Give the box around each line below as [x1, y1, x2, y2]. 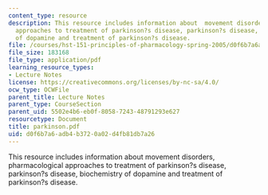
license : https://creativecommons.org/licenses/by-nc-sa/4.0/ [8, 78, 219, 86]
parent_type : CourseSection [8, 100, 102, 108]
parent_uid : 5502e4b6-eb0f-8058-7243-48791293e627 [8, 108, 180, 116]
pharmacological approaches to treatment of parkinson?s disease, [8, 160, 227, 170]
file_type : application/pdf [8, 57, 102, 64]
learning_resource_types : [8, 64, 94, 72]
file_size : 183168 [8, 49, 69, 57]
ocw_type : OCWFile [8, 85, 69, 94]
